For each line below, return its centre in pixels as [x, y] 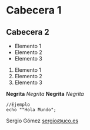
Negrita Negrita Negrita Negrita [45, 94]
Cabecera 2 [28, 32]
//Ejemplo [18, 105]
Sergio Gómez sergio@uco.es [42, 121]
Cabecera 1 [34, 10]
